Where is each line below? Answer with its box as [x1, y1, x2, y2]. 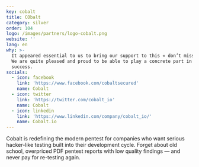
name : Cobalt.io [17, 119, 57, 125]
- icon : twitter [11, 91, 52, 97]
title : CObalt [6, 14, 41, 20]
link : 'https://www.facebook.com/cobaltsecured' [17, 81, 139, 86]
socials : [6, 69, 28, 75]
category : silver [6, 20, 49, 25]
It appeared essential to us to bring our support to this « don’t [11, 53, 182, 59]
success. [11, 63, 33, 70]
